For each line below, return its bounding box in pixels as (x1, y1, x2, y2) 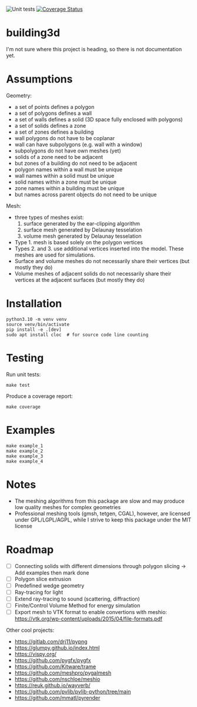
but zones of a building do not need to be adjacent (14, 160, 137, 167)
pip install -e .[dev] (6, 327, 62, 333)
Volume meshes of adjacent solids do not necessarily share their (14, 270, 172, 277)
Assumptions (6, 72, 73, 86)
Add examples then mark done (14, 569, 89, 576)
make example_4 (6, 458, 44, 464)
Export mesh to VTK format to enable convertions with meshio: (14, 608, 168, 615)
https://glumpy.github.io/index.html (14, 645, 100, 651)
